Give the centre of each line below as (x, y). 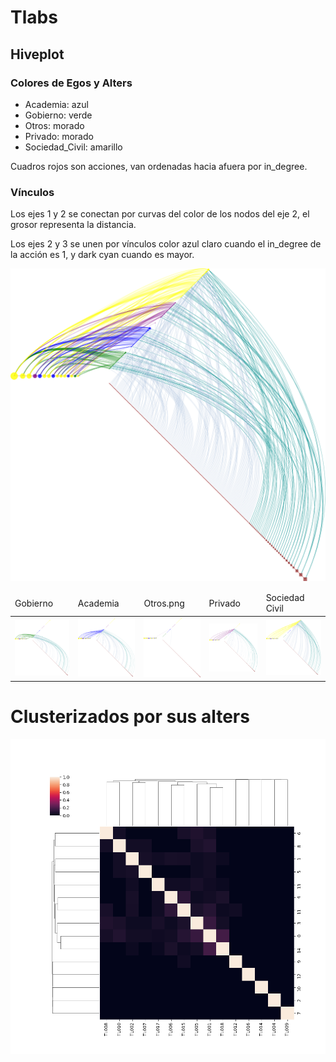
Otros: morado (54, 125)
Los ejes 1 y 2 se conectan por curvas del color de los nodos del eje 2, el (160, 214)
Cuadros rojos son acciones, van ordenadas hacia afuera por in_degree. (159, 166)
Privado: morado (59, 136)
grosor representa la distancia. (73, 225)
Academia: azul (56, 104)
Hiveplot (37, 54)
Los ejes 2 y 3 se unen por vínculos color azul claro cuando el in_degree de (166, 244)
